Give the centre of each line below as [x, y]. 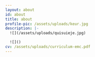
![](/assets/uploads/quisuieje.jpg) [48, 33]
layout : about [20, 10]
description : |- [22, 28]
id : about [15, 14]
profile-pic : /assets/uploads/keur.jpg [47, 24]
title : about [19, 19]
